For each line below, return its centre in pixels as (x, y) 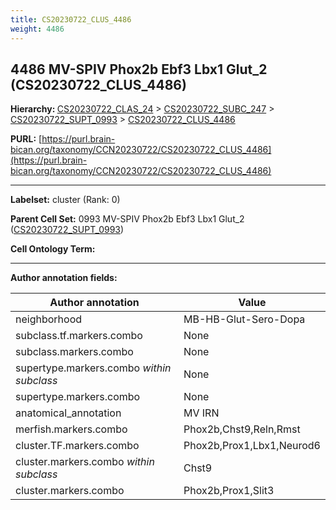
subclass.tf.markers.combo (79, 336)
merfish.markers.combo (71, 429)
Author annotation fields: (64, 278)
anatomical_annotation (68, 413)
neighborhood (49, 319)
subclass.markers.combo (74, 352)
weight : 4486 (37, 29)
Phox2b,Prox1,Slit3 (229, 491)
